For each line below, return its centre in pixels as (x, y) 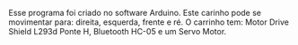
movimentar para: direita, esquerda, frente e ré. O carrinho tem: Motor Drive (149, 22)
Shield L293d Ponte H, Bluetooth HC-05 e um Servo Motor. (118, 31)
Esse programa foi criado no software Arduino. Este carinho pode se (135, 13)
